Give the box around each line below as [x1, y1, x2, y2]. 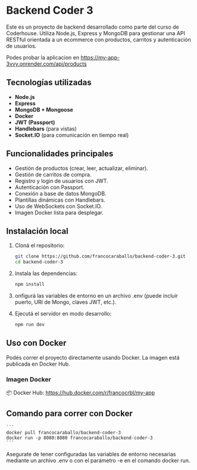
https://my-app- [80, 54, 120, 61]
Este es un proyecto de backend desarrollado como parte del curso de [6, 23, 180, 30]
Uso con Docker [6, 338, 67, 348]
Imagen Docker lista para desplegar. [14, 209, 104, 216]
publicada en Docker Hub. [6, 360, 70, 367]
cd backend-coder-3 [14, 259, 64, 265]
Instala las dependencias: [14, 270, 77, 277]
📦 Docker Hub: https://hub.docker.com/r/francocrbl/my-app [6, 389, 155, 396]
